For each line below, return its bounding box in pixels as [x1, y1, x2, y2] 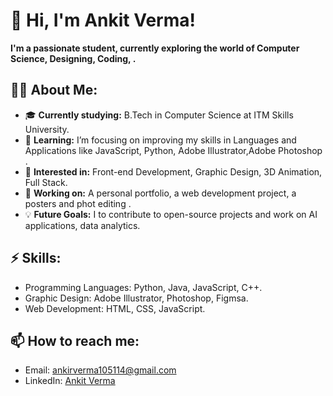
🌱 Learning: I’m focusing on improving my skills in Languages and [24, 134, 297, 146]
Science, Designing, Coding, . [10, 52, 137, 64]
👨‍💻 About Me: [10, 82, 98, 99]
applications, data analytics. [24, 219, 141, 231]
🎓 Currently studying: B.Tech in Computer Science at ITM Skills [24, 109, 294, 121]
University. [24, 123, 70, 135]
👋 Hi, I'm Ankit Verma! [10, 9, 196, 32]
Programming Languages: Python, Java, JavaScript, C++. [24, 281, 263, 293]
